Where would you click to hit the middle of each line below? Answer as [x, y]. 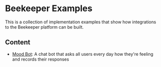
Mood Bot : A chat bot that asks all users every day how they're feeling [83, 54]
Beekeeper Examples [49, 8]
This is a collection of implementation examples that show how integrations [80, 22]
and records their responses [40, 59]
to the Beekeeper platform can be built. [44, 27]
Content [18, 42]
